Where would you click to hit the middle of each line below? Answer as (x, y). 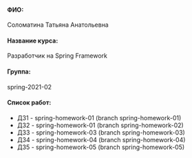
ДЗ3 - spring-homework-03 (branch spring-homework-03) (101, 132)
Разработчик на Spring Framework (57, 56)
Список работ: (29, 102)
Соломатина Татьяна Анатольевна (58, 25)
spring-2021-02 (29, 87)
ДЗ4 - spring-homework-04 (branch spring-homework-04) (101, 139)
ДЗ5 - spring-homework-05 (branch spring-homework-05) (101, 147)
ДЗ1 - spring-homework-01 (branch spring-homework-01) (99, 117)
